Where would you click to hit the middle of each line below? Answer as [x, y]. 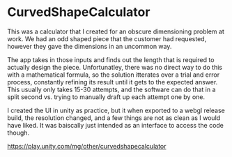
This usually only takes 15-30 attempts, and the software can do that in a [111, 89]
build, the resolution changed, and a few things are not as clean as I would [114, 118]
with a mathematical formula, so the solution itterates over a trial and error [114, 75]
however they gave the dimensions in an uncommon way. [90, 46]
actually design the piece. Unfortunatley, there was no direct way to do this [115, 67]
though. [18, 133]
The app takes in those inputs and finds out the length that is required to [111, 59]
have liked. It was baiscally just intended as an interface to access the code [116, 125]
